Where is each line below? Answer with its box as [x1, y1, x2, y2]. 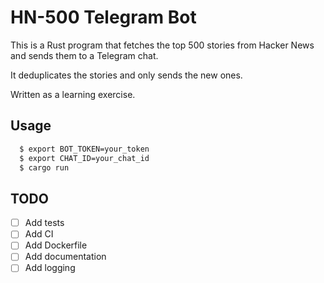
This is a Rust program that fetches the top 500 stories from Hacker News [10, 39, 315, 51]
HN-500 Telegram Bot [10, 6, 197, 29]
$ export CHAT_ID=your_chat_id [19, 153, 150, 163]
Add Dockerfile [24, 239, 88, 251]
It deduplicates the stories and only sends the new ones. [10, 69, 243, 81]
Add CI [24, 228, 54, 240]
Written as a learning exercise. [10, 88, 136, 100]
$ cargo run [19, 162, 70, 173]
